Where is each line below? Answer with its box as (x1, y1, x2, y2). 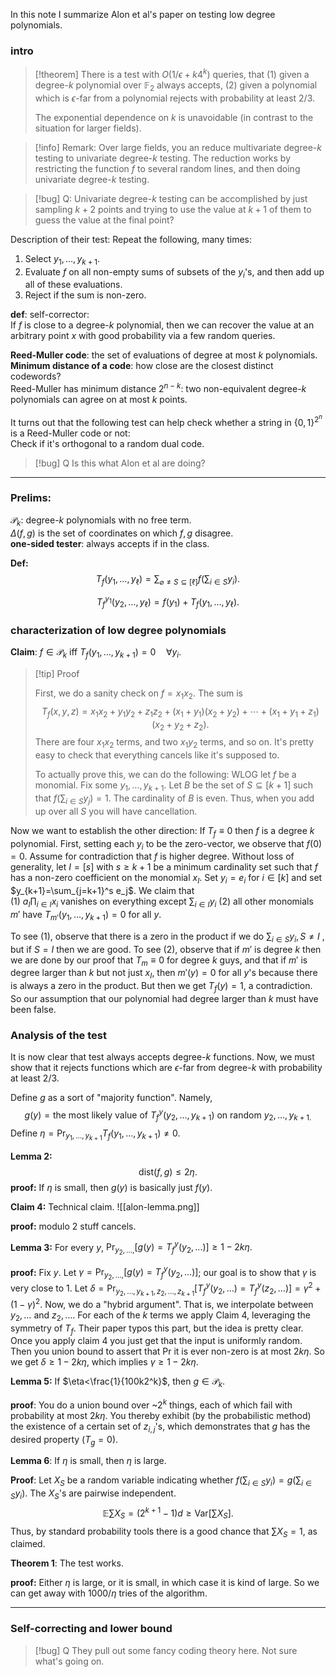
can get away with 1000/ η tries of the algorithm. (10, 1587, 208, 1599)
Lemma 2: (10, 1150, 53, 1162)
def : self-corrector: (10, 309, 90, 321)
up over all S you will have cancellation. (34, 805, 198, 817)
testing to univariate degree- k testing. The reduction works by (34, 152, 292, 164)
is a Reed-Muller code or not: (10, 427, 131, 439)
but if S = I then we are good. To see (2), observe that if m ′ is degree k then (10, 943, 322, 955)
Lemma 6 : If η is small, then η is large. (10, 1455, 167, 1467)
